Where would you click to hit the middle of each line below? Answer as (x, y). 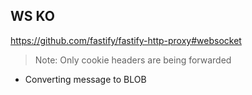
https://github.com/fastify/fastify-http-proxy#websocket (126, 40)
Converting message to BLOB (85, 79)
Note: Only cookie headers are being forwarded (133, 60)
